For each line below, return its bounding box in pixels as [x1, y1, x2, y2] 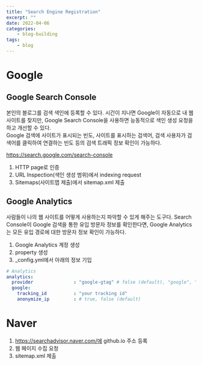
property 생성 [14, 248, 48, 256]
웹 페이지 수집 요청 [14, 345, 59, 352]
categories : [6, 25, 36, 32]
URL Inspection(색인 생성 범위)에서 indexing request [14, 171, 142, 178]
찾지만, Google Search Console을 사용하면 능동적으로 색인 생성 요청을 [26, 116, 194, 123]
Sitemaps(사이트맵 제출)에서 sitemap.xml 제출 [14, 178, 125, 186]
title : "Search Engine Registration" [6, 8, 101, 15]
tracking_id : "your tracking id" [17, 290, 128, 297]
